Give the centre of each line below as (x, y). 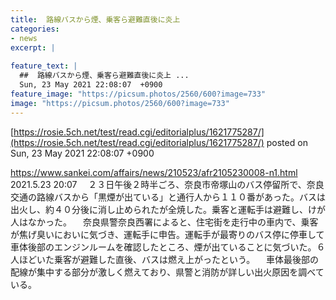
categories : (35, 29)
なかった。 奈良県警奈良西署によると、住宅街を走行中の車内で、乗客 (173, 222)
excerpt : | (33, 47)
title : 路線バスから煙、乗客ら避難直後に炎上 (95, 19)
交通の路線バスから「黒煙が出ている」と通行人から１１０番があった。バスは (168, 197)
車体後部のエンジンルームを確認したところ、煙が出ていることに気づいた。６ (168, 247)
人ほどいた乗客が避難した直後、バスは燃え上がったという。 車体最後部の (165, 259)
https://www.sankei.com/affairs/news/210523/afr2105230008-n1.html (154, 172)
